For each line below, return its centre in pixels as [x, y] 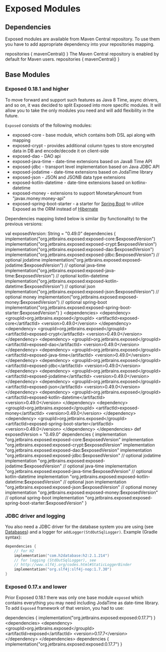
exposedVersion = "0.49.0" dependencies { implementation [66, 434]
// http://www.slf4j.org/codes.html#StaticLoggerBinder [73, 565]
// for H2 [24, 551]
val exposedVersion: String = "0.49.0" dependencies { [60, 233]
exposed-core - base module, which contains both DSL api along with [83, 135]
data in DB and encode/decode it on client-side [60, 151]
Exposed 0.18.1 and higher [37, 89]
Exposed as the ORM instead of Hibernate [55, 209]
